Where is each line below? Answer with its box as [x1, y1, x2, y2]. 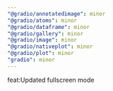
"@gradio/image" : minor [7, 37, 78, 44]
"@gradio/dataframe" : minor [7, 23, 90, 30]
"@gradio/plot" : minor [7, 50, 74, 57]
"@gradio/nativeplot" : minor [7, 43, 93, 50]
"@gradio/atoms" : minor [7, 17, 78, 24]
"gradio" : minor [7, 56, 55, 63]
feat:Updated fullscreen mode [7, 75, 95, 84]
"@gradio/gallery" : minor [7, 30, 83, 37]
